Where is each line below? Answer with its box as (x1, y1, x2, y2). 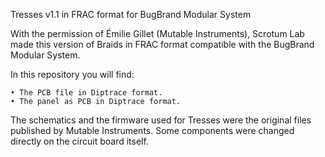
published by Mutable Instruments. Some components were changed (10, 125, 295, 136)
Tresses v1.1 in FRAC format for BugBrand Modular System (10, 9, 252, 20)
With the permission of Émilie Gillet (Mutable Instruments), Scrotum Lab (10, 28, 305, 39)
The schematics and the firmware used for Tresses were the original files (10, 114, 312, 126)
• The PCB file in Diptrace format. (10, 88, 163, 98)
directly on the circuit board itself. (10, 135, 149, 147)
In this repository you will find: (10, 69, 135, 80)
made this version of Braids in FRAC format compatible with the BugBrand (10, 39, 315, 50)
